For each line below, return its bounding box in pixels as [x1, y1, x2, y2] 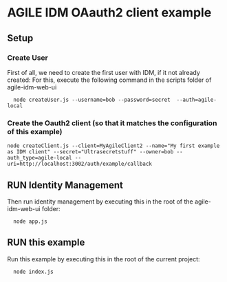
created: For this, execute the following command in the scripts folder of [7, 76, 212, 84]
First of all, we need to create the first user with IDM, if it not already [7, 68, 201, 76]
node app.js [13, 218, 48, 225]
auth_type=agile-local [7, 155, 72, 162]
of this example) [7, 127, 63, 136]
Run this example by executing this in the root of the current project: [7, 254, 201, 263]
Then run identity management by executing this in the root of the [7, 197, 194, 206]
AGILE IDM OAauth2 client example [7, 5, 212, 21]
